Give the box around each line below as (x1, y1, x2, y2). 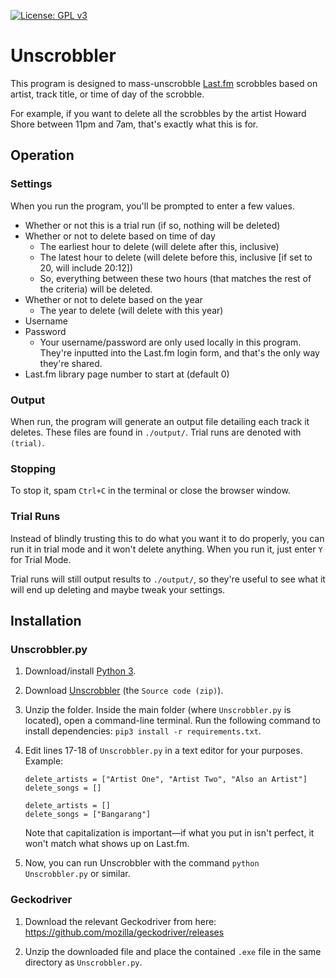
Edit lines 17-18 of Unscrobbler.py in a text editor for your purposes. (24, 745, 303, 757)
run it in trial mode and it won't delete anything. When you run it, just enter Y (10, 543, 323, 555)
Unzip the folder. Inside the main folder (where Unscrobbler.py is (24, 704, 292, 716)
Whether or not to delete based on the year (24, 293, 203, 305)
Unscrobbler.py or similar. (24, 868, 131, 880)
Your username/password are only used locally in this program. (39, 336, 302, 348)
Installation (10, 612, 82, 629)
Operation (10, 147, 75, 164)
